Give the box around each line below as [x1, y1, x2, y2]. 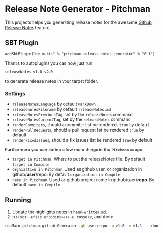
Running [5, 196, 32, 204]
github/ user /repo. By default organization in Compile [12, 171, 120, 178]
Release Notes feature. [5, 24, 51, 30]
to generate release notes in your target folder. [5, 78, 98, 83]
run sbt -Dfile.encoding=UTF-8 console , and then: [12, 214, 113, 219]
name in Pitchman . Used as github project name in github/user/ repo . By [12, 177, 155, 183]
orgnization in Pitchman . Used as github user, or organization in [12, 166, 142, 172]
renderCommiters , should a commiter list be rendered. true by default [12, 122, 149, 128]
